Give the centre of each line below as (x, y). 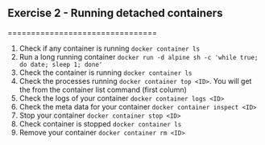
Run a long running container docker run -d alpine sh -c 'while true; (139, 56)
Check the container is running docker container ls (106, 72)
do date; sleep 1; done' (61, 64)
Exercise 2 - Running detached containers (115, 13)
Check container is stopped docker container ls (100, 123)
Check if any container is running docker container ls (110, 48)
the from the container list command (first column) (103, 89)
